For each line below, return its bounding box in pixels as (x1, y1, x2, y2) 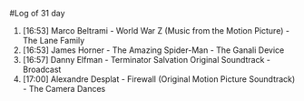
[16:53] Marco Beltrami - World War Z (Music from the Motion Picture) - (22, 25, 290, 35)
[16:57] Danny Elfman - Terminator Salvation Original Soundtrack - (22, 55, 270, 65)
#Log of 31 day (9, 8, 65, 18)
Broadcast (22, 64, 62, 75)
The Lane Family (22, 35, 85, 45)
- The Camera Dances (22, 84, 106, 94)
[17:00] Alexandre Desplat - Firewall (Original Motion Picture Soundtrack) (22, 74, 296, 85)
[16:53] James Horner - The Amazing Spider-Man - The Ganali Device (22, 45, 285, 56)
